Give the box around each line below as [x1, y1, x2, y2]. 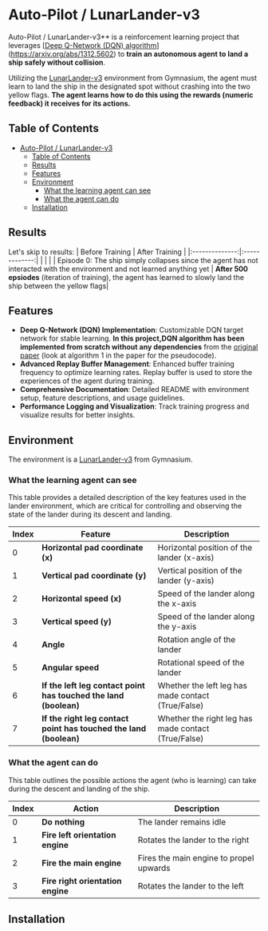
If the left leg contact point [41, 680, 145, 691]
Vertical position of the [157, 565, 242, 577]
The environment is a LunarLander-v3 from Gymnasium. [8, 454, 193, 465]
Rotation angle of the [157, 634, 236, 645]
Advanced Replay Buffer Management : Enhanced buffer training [19, 359, 235, 369]
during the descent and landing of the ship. [8, 784, 150, 793]
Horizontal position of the [157, 542, 253, 553]
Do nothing [41, 816, 85, 827]
